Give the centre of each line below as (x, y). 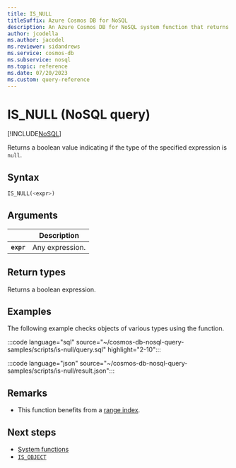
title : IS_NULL (30, 14)
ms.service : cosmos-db (41, 54)
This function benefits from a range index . (79, 410)
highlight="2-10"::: (134, 349)
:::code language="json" (43, 364)
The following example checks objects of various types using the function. (116, 328)
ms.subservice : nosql (39, 60)
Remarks (28, 393)
